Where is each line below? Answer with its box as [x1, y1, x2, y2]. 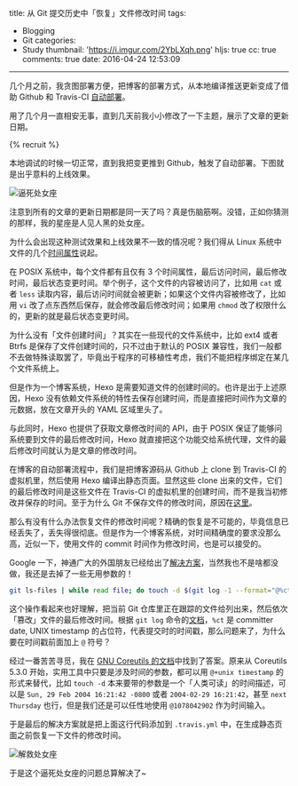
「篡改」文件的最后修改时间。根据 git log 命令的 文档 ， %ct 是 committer [9, 614, 274, 624]
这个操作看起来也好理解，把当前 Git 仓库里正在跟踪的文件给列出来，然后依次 [9, 603, 288, 614]
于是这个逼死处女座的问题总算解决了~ [9, 767, 147, 778]
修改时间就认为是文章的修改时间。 [16, 445, 142, 456]
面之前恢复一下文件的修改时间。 [9, 729, 126, 740]
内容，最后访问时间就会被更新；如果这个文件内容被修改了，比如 [52, 289, 286, 299]
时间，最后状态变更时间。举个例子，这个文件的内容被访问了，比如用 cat [9, 278, 272, 288]
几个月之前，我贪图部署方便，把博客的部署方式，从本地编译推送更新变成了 [9, 81, 281, 91]
